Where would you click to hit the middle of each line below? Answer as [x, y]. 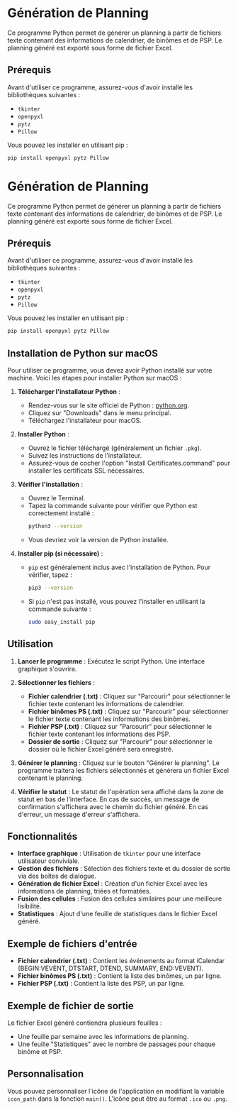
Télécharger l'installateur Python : [69, 392]
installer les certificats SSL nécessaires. [86, 471]
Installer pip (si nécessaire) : [60, 553]
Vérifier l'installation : [50, 485]
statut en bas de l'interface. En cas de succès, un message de [108, 799]
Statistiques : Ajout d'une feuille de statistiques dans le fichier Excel [117, 914]
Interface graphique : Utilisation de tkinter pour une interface [109, 854]
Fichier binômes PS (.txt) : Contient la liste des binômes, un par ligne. [119, 976]
